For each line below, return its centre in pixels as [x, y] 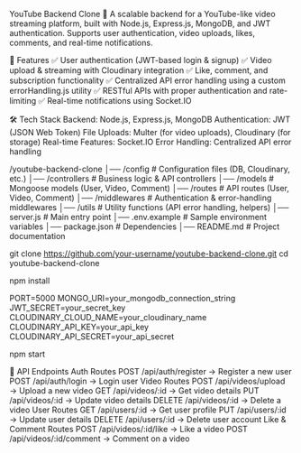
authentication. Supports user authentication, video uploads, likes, [132, 33]
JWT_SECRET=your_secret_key [68, 308]
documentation [37, 236]
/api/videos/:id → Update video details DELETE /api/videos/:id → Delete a [146, 400]
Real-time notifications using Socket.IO [119, 101]
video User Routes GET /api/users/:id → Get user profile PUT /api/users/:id [148, 410]
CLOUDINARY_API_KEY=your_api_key [79, 327]
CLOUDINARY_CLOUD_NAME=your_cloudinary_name [108, 317]
